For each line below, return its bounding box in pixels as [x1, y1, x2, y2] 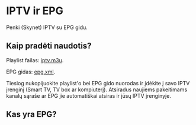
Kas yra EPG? [6, 110, 57, 120]
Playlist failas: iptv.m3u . [6, 56, 64, 63]
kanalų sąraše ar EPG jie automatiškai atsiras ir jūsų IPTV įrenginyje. [6, 92, 172, 99]
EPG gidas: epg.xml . [6, 68, 56, 75]
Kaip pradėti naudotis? [6, 41, 92, 51]
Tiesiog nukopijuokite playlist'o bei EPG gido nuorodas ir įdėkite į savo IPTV [6, 79, 190, 86]
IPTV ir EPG [6, 4, 64, 18]
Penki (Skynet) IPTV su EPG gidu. [6, 24, 88, 31]
